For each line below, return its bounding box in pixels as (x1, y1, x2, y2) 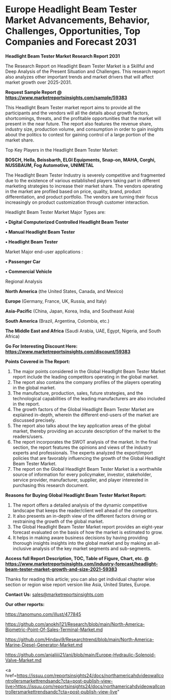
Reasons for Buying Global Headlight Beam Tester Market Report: (5, 492, 147, 498)
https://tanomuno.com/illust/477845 (5, 611, 81, 617)
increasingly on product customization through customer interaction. (5, 199, 149, 205)
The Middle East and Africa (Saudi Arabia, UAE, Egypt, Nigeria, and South (5, 328, 161, 334)
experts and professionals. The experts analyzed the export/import (12, 449, 153, 455)
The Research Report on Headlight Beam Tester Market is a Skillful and (5, 63, 154, 69)
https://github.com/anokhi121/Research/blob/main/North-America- (5, 621, 145, 627)
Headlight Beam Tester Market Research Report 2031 (5, 53, 120, 59)
